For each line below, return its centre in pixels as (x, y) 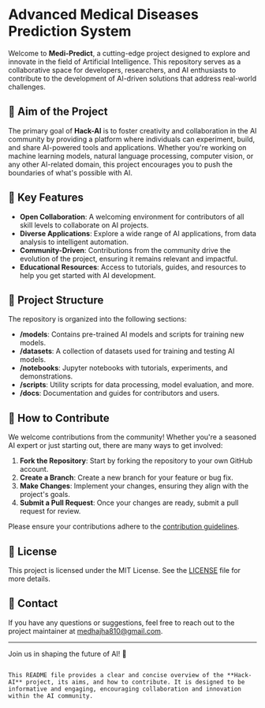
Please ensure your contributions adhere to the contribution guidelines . (124, 526)
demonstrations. (46, 376)
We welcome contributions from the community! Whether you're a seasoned (132, 437)
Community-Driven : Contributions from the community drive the (125, 250)
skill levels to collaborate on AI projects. (84, 225)
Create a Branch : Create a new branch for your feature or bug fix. (127, 478)
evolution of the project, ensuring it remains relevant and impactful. (129, 258)
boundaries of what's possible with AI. (70, 172)
